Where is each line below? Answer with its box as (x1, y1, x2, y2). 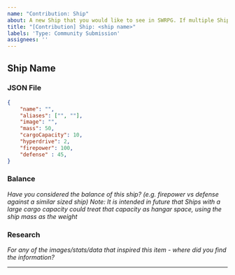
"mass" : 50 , (20, 125, 55, 132)
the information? (7, 253, 55, 262)
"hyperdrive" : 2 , (20, 138, 71, 146)
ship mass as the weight (7, 212, 78, 220)
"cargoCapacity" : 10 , (20, 132, 83, 139)
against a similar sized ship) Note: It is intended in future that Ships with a (7, 197, 221, 206)
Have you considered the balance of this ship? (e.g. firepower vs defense (7, 190, 219, 198)
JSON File (7, 83, 42, 93)
